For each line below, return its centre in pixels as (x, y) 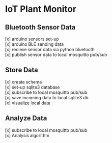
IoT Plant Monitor (41, 9)
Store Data (22, 70)
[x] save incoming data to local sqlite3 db (47, 97)
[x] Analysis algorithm (27, 135)
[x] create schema (24, 82)
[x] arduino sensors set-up (32, 39)
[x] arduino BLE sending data (34, 44)
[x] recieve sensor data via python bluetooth (50, 49)
